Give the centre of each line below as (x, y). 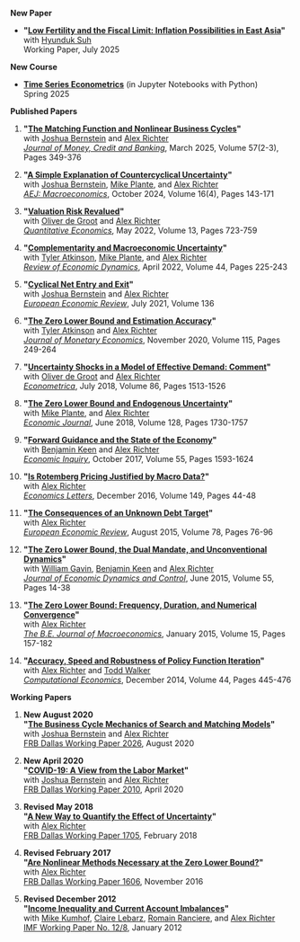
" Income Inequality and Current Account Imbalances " (126, 908)
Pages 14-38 (47, 587)
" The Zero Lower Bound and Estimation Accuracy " (119, 321)
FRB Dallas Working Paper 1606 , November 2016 (113, 881)
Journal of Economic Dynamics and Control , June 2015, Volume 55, (149, 578)
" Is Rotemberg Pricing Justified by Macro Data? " (116, 476)
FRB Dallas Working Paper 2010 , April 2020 (103, 789)
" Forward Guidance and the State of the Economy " (120, 440)
